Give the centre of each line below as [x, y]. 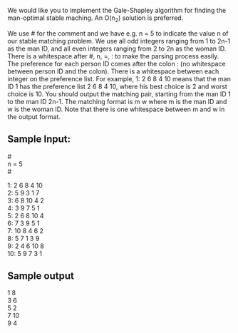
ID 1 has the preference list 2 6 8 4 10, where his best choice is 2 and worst [118, 86]
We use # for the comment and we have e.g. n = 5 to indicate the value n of [118, 33]
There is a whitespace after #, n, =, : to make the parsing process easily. [113, 56]
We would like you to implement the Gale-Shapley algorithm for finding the [117, 10]
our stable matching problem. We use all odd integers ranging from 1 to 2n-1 [119, 41]
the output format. [34, 116]
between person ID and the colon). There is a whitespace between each [113, 71]
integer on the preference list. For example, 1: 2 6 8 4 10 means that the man [119, 78]
